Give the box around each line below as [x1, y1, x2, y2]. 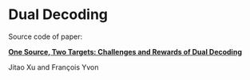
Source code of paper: [8, 32, 82, 41]
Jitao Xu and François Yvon [8, 62, 99, 72]
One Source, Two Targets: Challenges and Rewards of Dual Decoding [8, 47, 242, 56]
